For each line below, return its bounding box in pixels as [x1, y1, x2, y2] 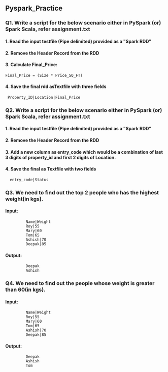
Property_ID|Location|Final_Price [7, 95, 81, 100]
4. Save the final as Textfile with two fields [5, 166, 96, 172]
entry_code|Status [10, 177, 49, 182]
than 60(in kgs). [5, 286, 46, 293]
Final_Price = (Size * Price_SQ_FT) [5, 73, 83, 78]
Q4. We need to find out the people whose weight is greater [5, 280, 155, 287]
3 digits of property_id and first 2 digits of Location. [5, 154, 116, 160]
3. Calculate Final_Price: [5, 62, 58, 68]
